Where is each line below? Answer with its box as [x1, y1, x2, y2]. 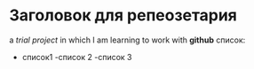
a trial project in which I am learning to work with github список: [9, 34, 246, 45]
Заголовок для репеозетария [9, 5, 238, 26]
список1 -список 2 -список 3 [21, 51, 132, 62]
